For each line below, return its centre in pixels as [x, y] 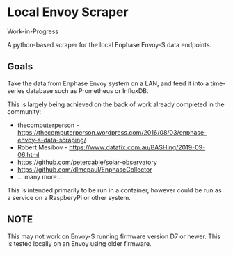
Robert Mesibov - [42, 147]
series [16, 90]
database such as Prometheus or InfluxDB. [87, 90]
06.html [28, 154]
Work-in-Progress [33, 31]
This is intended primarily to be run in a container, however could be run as [114, 190]
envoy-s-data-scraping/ [52, 140]
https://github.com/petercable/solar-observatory [87, 162]
